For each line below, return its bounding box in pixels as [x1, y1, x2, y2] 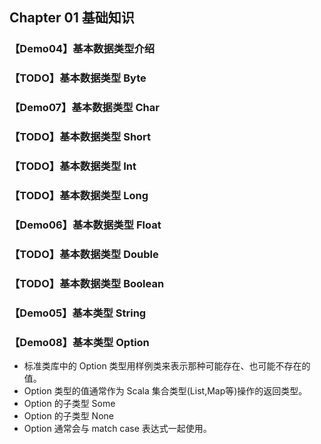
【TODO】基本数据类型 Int [9, 159, 137, 173]
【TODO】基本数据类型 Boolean [9, 276, 165, 290]
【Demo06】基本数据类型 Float [9, 218, 162, 232]
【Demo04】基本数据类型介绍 [9, 42, 156, 56]
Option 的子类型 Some [23, 397, 116, 409]
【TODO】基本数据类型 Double [9, 247, 159, 261]
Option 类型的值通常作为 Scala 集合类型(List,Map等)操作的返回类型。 [23, 384, 308, 397]
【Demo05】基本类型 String [9, 306, 147, 320]
